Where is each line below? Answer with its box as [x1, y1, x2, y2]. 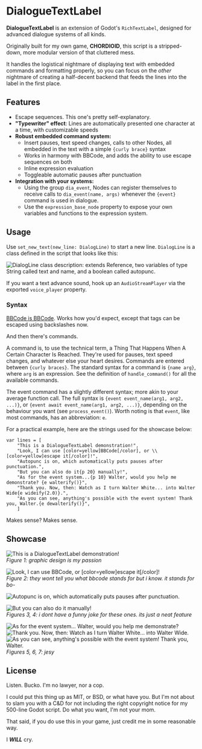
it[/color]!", [63, 453, 98, 459]
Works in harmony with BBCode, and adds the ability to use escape [24, 152, 192, 159]
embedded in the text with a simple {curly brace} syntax [24, 145, 166, 152]
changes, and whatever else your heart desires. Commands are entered [6, 357, 185, 364]
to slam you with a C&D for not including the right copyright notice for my [6, 699, 188, 707]
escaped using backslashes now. [6, 321, 89, 328]
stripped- [159, 42, 182, 50]
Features [6, 97, 40, 108]
